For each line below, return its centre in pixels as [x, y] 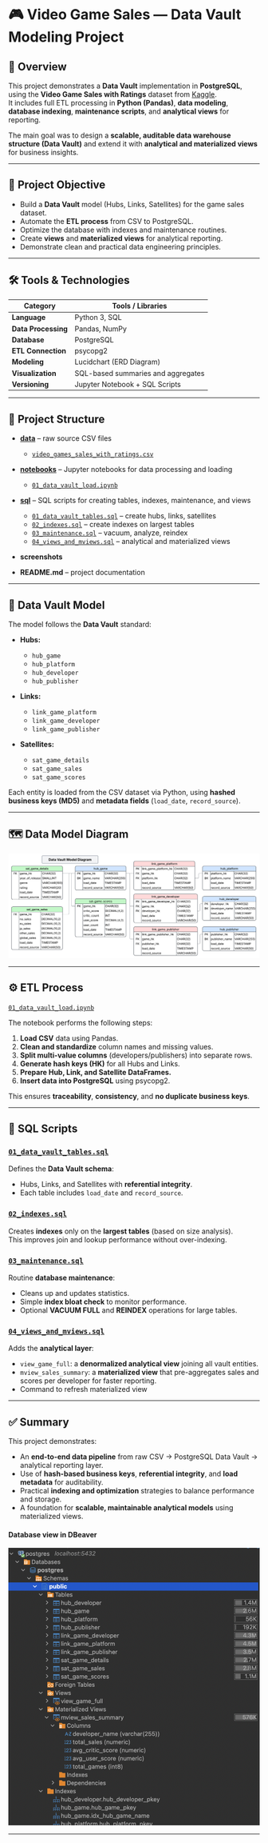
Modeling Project [66, 37]
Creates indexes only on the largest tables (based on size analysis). [121, 1231]
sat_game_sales [57, 769]
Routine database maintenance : [62, 1278]
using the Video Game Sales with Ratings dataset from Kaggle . [113, 94]
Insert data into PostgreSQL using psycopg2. [95, 1081]
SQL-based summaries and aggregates [140, 373]
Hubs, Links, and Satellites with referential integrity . [106, 1185]
